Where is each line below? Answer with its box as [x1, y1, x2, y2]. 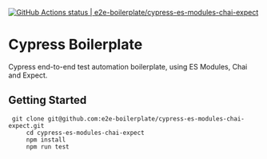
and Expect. [8, 70, 48, 80]
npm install [26, 136, 66, 144]
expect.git [8, 121, 45, 129]
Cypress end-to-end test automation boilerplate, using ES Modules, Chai [8, 62, 248, 71]
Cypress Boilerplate [8, 36, 143, 54]
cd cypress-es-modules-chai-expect [26, 129, 145, 137]
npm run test [26, 142, 70, 151]
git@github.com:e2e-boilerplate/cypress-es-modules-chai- [47, 114, 245, 123]
